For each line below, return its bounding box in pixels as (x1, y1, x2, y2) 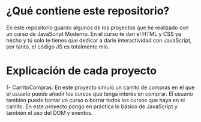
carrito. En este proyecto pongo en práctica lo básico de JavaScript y (6, 103, 178, 110)
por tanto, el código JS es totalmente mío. (6, 43, 110, 50)
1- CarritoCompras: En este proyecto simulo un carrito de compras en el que (6, 84, 195, 91)
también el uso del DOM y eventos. (6, 109, 93, 116)
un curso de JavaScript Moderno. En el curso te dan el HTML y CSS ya (6, 30, 182, 37)
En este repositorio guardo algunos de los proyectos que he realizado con (6, 24, 189, 31)
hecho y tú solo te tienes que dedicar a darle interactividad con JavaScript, (6, 36, 192, 44)
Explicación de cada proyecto (6, 64, 157, 78)
